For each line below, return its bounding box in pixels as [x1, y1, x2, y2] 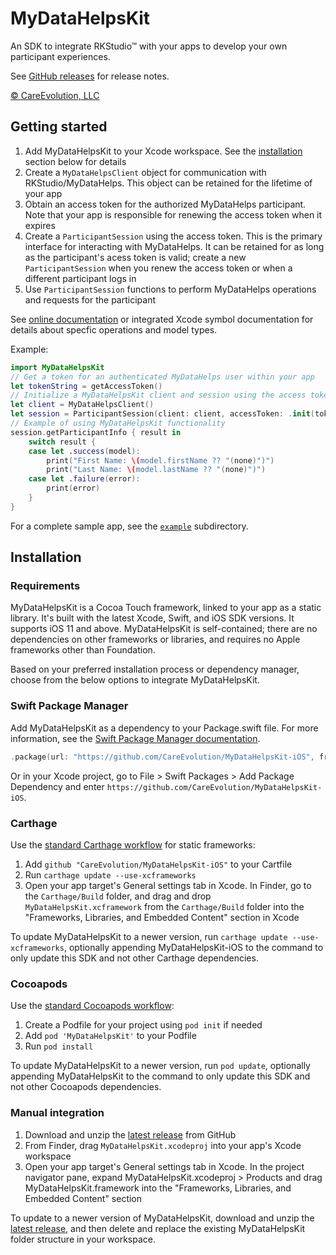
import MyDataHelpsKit [10, 362, 105, 372]
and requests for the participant [24, 293, 156, 306]
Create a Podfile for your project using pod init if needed [24, 1019, 263, 1031]
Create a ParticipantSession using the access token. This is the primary [24, 230, 323, 242]
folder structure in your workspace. [10, 1233, 157, 1245]
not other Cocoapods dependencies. [10, 1081, 162, 1093]
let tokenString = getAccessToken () [10, 381, 163, 391]
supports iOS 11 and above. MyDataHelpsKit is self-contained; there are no [10, 623, 318, 635]
